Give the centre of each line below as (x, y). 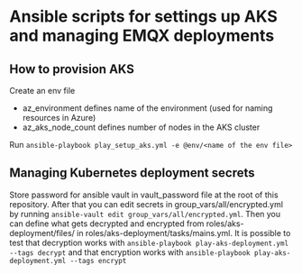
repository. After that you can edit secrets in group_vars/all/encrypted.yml (146, 204)
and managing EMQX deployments (142, 36)
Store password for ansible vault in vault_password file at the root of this (144, 195)
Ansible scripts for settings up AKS (143, 17)
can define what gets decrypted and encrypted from (107, 224)
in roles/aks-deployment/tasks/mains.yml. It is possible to (183, 233)
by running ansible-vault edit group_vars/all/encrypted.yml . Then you (145, 214)
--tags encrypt (98, 260)
